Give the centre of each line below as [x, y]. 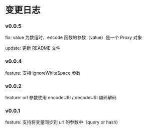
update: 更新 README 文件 [33, 48]
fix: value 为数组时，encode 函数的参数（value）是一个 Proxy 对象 [74, 37]
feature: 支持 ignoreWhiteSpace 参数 [43, 73]
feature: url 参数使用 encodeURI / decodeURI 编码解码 [61, 98]
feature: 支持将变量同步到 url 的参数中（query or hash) [61, 122]
